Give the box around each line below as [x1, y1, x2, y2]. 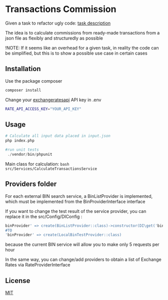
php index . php [5, 138, 35, 143]
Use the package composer [5, 78, 62, 84]
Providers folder [5, 180, 57, 188]
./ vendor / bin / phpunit [7, 152, 52, 157]
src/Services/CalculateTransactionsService [5, 166, 97, 171]
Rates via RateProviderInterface [5, 262, 70, 268]
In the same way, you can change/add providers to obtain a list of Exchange [5, 256, 161, 262]
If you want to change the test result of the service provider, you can [5, 208, 146, 214]
